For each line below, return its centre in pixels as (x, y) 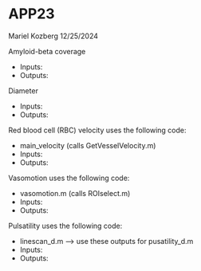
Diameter (23, 90)
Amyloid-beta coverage (47, 51)
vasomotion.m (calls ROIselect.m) (75, 193)
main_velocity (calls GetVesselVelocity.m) (88, 145)
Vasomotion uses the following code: (69, 178)
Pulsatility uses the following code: (65, 226)
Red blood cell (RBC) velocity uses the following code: (97, 130)
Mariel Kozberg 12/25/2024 (53, 36)
